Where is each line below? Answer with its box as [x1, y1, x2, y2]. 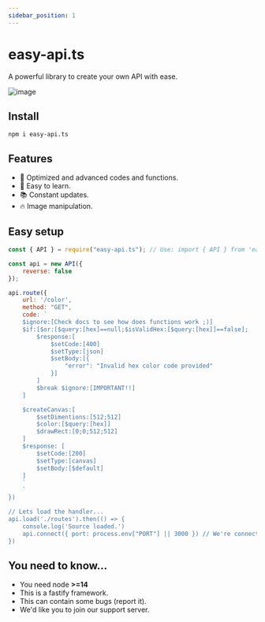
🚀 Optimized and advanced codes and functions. [19, 173, 179, 182]
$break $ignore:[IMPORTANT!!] [36, 384, 136, 392]
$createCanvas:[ [22, 405, 77, 414]
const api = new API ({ [8, 259, 83, 268]
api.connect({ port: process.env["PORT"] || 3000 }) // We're [22, 530, 231, 538]
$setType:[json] [50, 348, 104, 356]
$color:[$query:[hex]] [36, 420, 111, 428]
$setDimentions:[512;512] [36, 413, 122, 421]
